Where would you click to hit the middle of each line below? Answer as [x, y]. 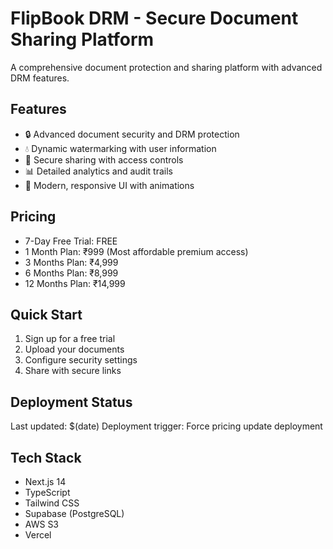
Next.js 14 [45, 481]
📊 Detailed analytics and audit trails [98, 171]
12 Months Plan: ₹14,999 [75, 283]
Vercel [38, 535]
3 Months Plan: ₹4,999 [71, 262]
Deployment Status [71, 402]
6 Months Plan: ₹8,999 [71, 273]
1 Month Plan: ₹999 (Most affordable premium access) [136, 251]
